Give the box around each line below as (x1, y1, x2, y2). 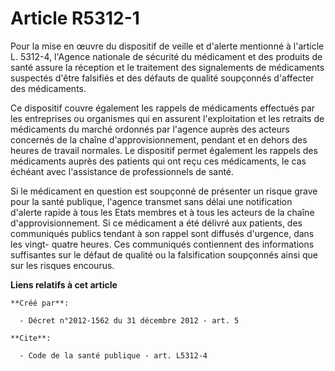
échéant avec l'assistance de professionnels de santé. (10, 165, 235, 177)
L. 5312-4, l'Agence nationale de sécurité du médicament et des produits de (10, 50, 323, 62)
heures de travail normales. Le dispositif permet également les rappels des (10, 144, 318, 156)
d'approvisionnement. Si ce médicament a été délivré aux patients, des (10, 217, 303, 229)
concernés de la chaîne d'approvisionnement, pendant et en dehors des (10, 133, 308, 146)
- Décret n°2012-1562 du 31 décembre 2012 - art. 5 (19, 315, 240, 326)
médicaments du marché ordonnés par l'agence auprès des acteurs (10, 123, 290, 135)
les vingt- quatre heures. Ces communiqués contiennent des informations (10, 238, 315, 250)
